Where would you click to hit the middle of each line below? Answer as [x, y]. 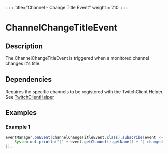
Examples [21, 113]
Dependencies [28, 79]
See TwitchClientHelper [30, 97]
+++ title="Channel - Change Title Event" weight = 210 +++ [67, 7]
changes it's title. [23, 63]
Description [24, 46]
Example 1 [18, 127]
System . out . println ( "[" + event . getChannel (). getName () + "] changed [89, 142]
